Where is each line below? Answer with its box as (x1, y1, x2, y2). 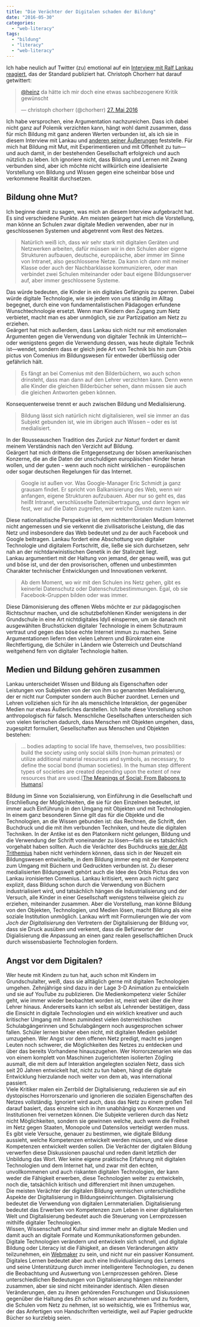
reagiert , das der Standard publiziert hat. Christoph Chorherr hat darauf (6, 70, 182, 78)
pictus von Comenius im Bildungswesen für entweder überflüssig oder (6, 352, 180, 359)
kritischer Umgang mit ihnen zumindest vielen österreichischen (6, 1016, 162, 1023)
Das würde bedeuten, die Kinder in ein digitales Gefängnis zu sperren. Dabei (6, 288, 195, 296)
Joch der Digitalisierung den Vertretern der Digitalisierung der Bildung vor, (6, 919, 189, 926)
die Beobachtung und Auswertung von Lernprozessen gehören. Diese (6, 1270, 178, 1277)
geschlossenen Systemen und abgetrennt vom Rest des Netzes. (6, 227, 164, 234)
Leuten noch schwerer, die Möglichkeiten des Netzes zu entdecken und (6, 1042, 183, 1049)
